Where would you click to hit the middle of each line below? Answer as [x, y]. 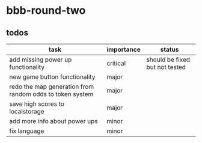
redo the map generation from [52, 87]
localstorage [27, 111]
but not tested [166, 67]
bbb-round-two [46, 11]
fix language [27, 131]
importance [124, 50]
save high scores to [37, 104]
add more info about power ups [54, 121]
